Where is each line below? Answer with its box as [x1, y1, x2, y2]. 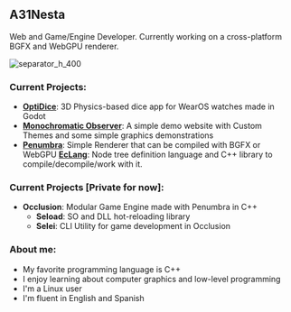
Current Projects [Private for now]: [9, 181, 164, 194]
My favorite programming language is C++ [22, 263, 182, 274]
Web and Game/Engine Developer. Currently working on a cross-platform [9, 31, 283, 41]
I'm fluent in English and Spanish [22, 292, 145, 303]
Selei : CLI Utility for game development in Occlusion [35, 221, 231, 232]
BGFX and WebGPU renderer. [9, 41, 119, 51]
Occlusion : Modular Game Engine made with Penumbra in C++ [22, 202, 258, 213]
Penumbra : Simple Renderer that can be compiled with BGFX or [22, 140, 261, 151]
